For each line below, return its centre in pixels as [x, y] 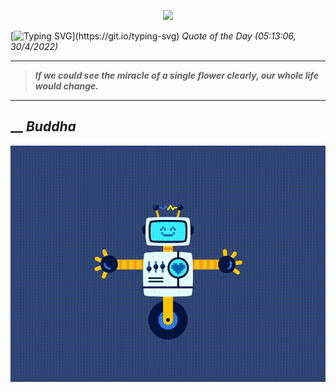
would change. [67, 86]
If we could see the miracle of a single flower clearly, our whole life [176, 75]
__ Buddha [43, 126]
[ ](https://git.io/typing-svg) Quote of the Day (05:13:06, [153, 36]
